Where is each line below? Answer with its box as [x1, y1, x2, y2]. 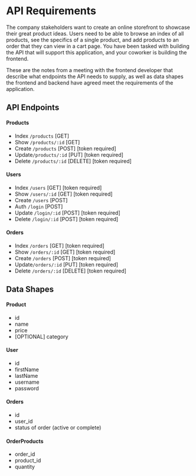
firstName [14, 365, 40, 373]
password [14, 384, 40, 391]
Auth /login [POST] [14, 203, 63, 210]
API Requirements [6, 4, 96, 18]
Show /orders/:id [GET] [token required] [14, 248, 116, 255]
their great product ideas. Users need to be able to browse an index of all [6, 30, 184, 37]
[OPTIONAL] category [14, 333, 69, 340]
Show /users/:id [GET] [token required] [14, 190, 113, 197]
